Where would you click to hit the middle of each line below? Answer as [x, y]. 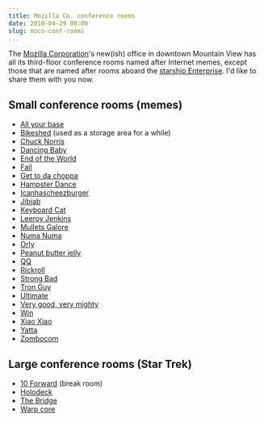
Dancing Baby [43, 150]
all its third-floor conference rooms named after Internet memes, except [128, 62]
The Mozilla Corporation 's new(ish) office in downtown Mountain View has [132, 54]
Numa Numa [41, 236]
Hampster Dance [48, 184]
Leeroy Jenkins [46, 219]
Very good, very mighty [59, 304]
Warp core [38, 409]
